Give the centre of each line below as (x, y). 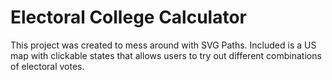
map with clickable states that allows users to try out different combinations (166, 55)
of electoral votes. (47, 66)
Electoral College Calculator (128, 17)
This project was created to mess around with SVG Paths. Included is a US (163, 45)
